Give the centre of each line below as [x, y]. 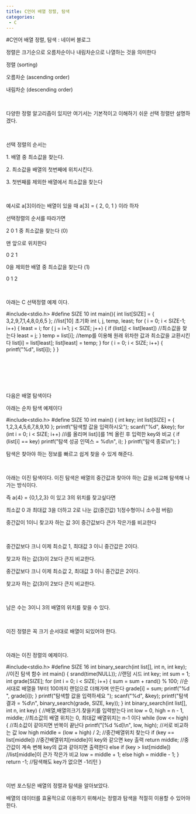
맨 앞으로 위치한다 [26, 243]
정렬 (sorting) [22, 65]
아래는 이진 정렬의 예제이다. [37, 655]
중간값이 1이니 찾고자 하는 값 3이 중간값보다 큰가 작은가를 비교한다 [81, 523]
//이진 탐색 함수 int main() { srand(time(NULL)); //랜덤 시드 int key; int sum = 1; [98, 674]
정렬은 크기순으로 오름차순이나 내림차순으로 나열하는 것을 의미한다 [81, 52]
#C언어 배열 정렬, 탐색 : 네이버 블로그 [49, 40]
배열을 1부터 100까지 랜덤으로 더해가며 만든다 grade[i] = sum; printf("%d [106, 688]
